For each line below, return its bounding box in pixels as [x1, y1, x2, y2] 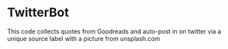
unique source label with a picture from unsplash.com [7, 34, 160, 42]
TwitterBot [7, 5, 69, 20]
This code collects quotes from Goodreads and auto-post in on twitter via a [7, 27, 222, 35]
